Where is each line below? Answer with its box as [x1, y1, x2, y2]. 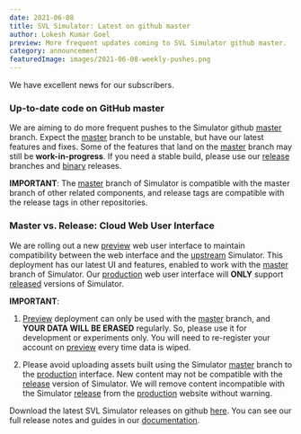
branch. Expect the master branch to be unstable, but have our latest [9, 132, 264, 143]
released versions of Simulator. [9, 278, 124, 288]
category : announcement [9, 47, 99, 56]
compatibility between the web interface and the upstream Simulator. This [9, 249, 283, 261]
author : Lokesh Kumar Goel [9, 30, 111, 39]
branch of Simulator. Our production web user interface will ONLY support [9, 269, 284, 279]
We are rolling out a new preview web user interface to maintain [9, 240, 245, 251]
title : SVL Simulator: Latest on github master [9, 22, 191, 31]
